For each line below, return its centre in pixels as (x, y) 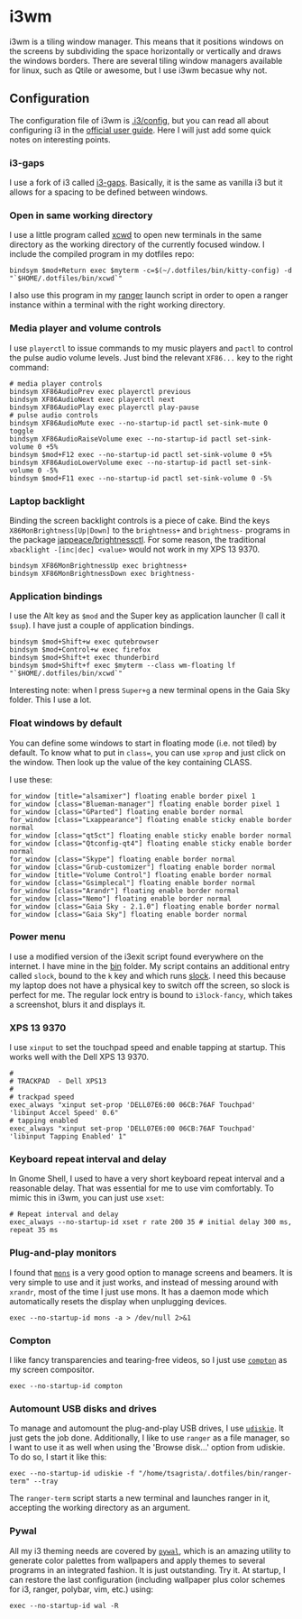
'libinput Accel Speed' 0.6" (64, 1113)
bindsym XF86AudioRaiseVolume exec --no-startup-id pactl (120, 439)
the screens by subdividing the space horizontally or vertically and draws (146, 50)
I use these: (31, 779)
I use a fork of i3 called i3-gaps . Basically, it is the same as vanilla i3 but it (146, 183)
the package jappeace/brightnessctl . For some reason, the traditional (137, 539)
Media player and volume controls (86, 328)
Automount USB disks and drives (83, 1408)
